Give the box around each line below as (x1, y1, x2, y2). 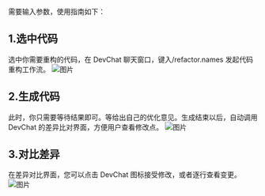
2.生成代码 (8, 90, 61, 104)
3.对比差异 (8, 148, 61, 161)
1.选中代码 (8, 32, 59, 46)
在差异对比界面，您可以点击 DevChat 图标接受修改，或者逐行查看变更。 (8, 170, 241, 179)
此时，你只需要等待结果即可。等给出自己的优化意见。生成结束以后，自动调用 (8, 112, 258, 122)
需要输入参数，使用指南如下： (8, 7, 105, 16)
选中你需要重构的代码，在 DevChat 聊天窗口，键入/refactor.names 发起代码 (8, 55, 253, 64)
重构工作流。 (8, 64, 50, 73)
